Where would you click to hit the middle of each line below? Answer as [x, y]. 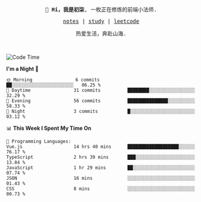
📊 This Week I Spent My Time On [49, 128]
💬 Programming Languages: [39, 141]
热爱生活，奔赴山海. [101, 33]
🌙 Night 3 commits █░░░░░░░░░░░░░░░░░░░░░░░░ [101, 111]
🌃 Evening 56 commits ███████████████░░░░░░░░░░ [101, 101]
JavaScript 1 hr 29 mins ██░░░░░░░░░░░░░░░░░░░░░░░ [101, 168]
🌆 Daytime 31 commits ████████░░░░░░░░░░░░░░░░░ [101, 90]
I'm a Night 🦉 [23, 69]
